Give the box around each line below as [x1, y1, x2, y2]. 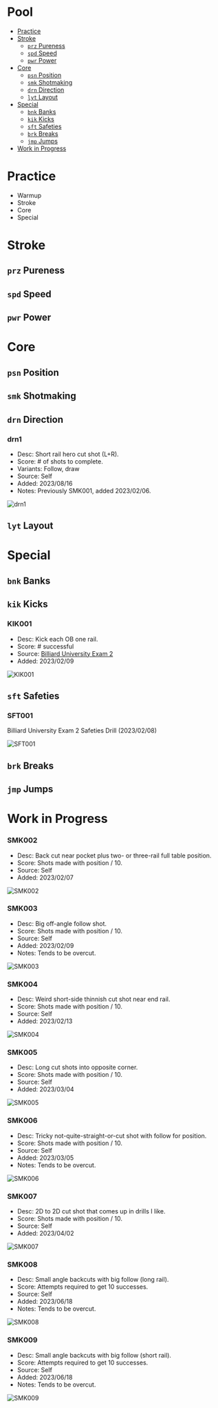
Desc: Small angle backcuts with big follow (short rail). [17, 1351, 172, 1359]
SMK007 [7, 1191, 37, 1201]
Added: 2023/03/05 [17, 1153, 74, 1162]
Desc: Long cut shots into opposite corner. [17, 1063, 138, 1071]
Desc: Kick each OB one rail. [17, 635, 98, 643]
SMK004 [7, 979, 38, 989]
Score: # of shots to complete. [17, 457, 103, 466]
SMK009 [7, 1336, 38, 1345]
